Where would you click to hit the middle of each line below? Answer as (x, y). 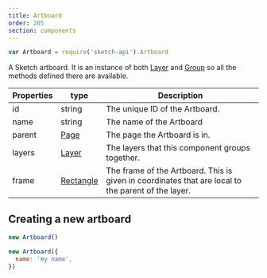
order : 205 (26, 23)
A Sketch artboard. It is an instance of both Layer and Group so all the (122, 68)
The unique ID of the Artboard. (163, 109)
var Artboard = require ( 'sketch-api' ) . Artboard (89, 53)
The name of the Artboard (154, 122)
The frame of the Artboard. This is (169, 170)
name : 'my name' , (44, 259)
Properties (33, 96)
